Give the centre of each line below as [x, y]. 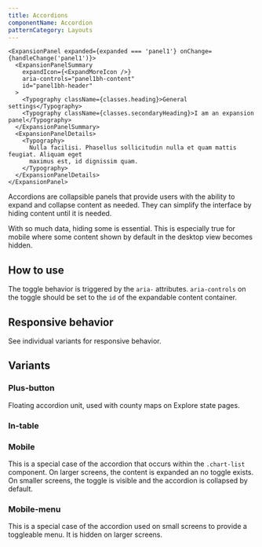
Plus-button [31, 388]
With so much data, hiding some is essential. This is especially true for [122, 229]
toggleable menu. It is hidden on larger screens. [86, 534]
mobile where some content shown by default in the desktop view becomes [131, 237]
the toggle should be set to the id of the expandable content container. [123, 297]
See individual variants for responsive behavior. [85, 341]
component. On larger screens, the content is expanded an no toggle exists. [131, 472]
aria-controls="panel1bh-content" [78, 79]
